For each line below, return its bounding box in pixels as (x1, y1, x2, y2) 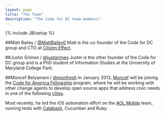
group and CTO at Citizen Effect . (5, 45, 72, 51)
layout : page (5, 7, 32, 12)
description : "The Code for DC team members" (5, 16, 101, 21)
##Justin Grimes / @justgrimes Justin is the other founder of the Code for (5, 55, 157, 60)
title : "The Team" (5, 12, 43, 17)
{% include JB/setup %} (5, 30, 55, 36)
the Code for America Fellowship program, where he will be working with (5, 80, 155, 86)
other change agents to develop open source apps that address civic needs (5, 85, 160, 91)
